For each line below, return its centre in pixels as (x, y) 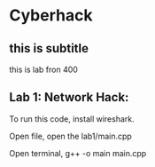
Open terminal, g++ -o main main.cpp (78, 153)
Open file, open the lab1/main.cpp (71, 136)
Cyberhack (51, 16)
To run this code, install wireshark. (72, 119)
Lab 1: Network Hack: (69, 97)
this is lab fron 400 (43, 69)
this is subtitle (49, 48)
